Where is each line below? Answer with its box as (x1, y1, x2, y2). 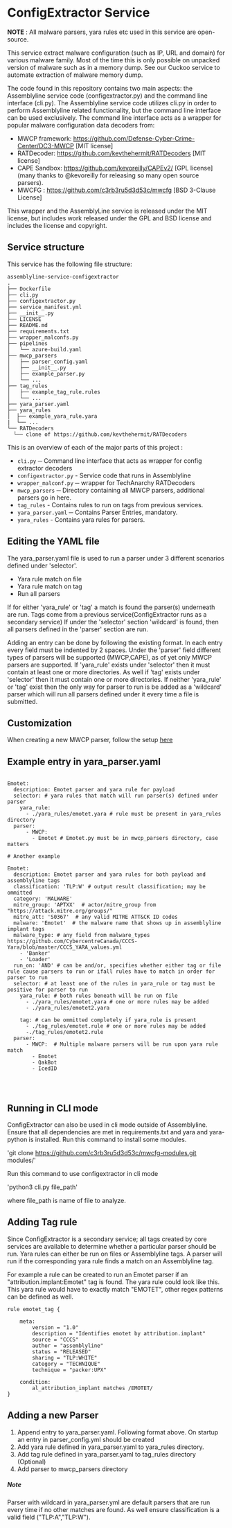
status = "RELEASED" (32, 1348, 91, 1355)
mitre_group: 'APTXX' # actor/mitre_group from (13, 902, 157, 908)
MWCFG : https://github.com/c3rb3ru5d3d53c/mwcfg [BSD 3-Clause (17, 186, 216, 194)
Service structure (7, 241, 85, 254)
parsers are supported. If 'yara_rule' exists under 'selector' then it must (7, 660, 211, 669)
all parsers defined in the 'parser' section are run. (7, 625, 149, 633)
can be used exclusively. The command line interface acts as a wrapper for (7, 113, 222, 122)
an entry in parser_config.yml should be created (17, 1435, 154, 1443)
